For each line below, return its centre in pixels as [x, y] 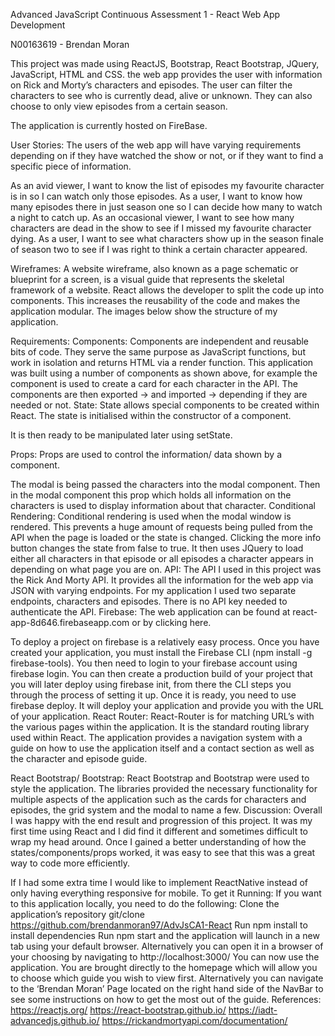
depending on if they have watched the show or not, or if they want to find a [167, 155]
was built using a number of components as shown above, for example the [164, 373]
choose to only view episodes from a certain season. [119, 106]
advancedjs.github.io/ [55, 1020]
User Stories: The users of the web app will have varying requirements [156, 145]
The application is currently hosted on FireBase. [109, 125]
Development [38, 25]
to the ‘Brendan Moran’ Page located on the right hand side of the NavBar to [167, 988]
